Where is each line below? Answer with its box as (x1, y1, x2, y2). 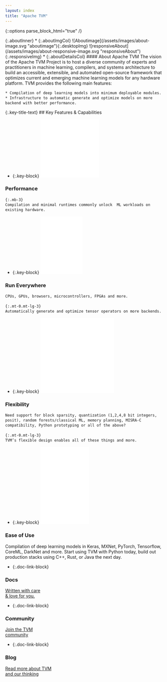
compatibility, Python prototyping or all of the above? (5, 423, 126, 428)
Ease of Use (5, 532, 35, 539)
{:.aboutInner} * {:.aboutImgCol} (5, 38, 71, 44)
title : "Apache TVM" (5, 13, 48, 19)
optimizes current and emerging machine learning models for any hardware (5, 75, 161, 81)
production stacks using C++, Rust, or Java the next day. (5, 554, 122, 560)
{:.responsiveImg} (5, 53, 42, 60)
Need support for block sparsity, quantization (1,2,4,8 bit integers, (5, 413, 157, 418)
